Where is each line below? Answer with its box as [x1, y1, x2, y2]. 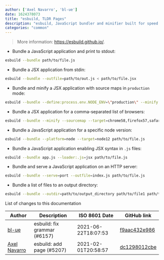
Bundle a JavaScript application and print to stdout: [12, 49, 116, 54]
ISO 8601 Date [79, 212, 114, 219]
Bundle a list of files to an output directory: [12, 182, 98, 188]
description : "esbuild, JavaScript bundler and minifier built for [5, 21, 145, 26]
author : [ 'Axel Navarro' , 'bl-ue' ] [5, 7, 78, 12]
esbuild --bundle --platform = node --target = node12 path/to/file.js [5, 136, 145, 141]
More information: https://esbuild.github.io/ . [17, 39, 105, 45]
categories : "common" [5, 26, 49, 30]
